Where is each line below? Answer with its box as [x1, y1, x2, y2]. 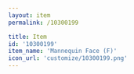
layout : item [8, 11, 51, 19]
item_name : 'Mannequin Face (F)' [8, 48, 118, 55]
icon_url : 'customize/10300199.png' [8, 55, 128, 62]
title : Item [8, 33, 47, 41]
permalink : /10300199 [8, 19, 79, 26]
